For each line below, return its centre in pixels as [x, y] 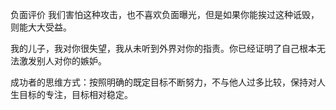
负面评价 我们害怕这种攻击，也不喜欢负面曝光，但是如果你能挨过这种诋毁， [165, 14]
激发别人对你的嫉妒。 [62, 61]
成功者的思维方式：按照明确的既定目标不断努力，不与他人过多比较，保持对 [163, 82]
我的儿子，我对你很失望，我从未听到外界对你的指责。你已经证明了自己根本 [163, 48]
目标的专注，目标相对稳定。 [75, 94]
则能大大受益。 [41, 27]
